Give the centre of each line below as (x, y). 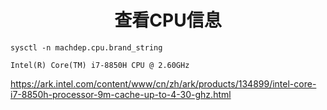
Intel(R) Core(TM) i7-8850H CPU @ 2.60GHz (100, 65)
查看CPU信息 (168, 20)
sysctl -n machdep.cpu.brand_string (86, 47)
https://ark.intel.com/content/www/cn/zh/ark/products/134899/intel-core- (163, 83)
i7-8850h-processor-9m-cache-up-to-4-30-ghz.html (121, 94)
